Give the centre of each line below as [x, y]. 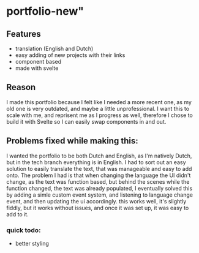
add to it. [17, 214]
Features [24, 34]
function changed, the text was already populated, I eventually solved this [99, 188]
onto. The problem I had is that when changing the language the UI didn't [99, 175]
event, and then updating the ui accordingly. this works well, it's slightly [96, 201]
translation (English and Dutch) [54, 48]
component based [38, 62]
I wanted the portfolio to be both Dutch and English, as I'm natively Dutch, [99, 156]
